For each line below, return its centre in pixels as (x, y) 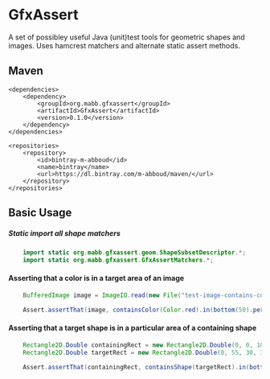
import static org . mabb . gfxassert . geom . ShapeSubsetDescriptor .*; (135, 253)
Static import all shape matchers (64, 233)
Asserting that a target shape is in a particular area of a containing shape (133, 328)
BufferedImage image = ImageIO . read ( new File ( (102, 295)
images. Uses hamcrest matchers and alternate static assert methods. (125, 45)
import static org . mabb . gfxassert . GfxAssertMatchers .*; (119, 260)
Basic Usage (40, 213)
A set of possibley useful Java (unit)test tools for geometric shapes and (127, 37)
